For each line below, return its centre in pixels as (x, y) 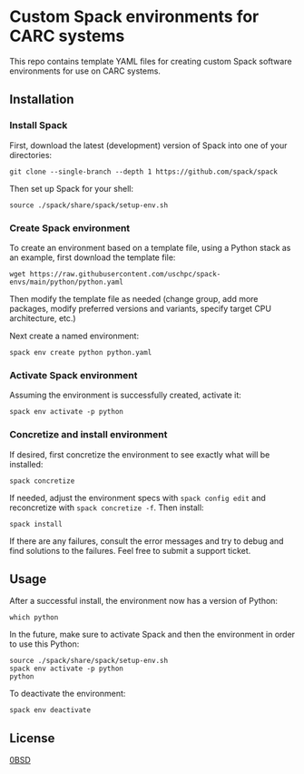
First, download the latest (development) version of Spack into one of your (148, 145)
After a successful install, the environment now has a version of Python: (144, 601)
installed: (26, 464)
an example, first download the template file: (93, 257)
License (32, 738)
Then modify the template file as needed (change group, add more (134, 298)
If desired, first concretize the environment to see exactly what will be (140, 454)
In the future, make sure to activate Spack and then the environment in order (152, 635)
